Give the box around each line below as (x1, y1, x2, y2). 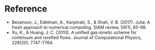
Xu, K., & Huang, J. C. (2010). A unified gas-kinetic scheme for (11, 29, 137, 35)
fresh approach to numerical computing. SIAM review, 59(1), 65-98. (11, 24, 147, 30)
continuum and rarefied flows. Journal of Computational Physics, (11, 35, 142, 40)
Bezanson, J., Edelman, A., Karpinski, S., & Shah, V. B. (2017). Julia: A (11, 19, 150, 25)
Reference (4, 3, 47, 14)
